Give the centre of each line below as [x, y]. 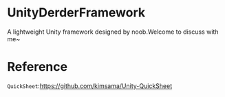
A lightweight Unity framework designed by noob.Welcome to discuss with [113, 32]
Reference [37, 67]
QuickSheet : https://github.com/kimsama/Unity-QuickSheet [90, 86]
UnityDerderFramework [76, 13]
